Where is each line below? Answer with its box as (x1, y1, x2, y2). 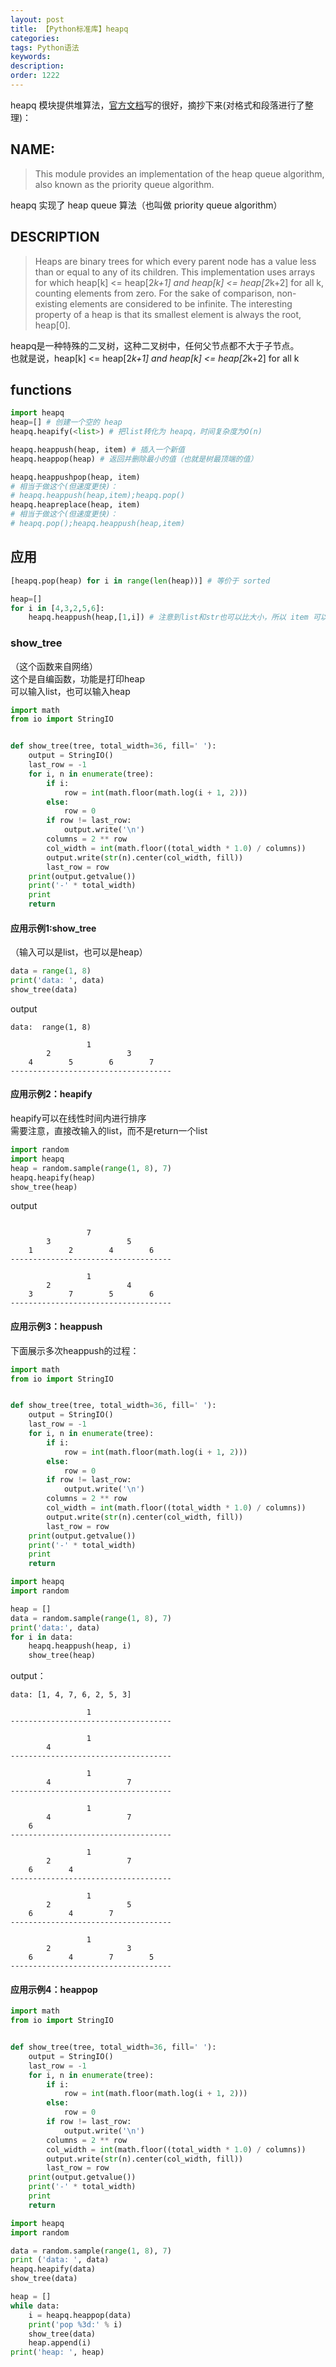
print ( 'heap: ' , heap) (10, 2347, 105, 2358)
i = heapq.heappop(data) (28, 2310, 132, 2320)
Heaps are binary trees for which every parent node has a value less (34, 255, 317, 267)
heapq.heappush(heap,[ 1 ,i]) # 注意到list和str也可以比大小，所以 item (28, 612, 309, 623)
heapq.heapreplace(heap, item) (10, 500, 141, 510)
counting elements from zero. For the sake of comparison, (34, 287, 275, 299)
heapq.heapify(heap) (10, 1172, 97, 1183)
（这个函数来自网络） (10, 660, 98, 672)
